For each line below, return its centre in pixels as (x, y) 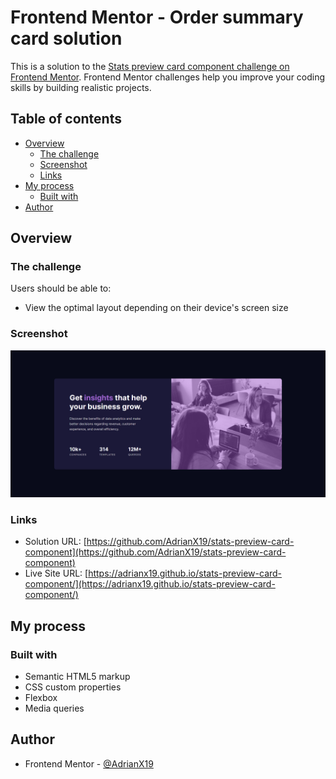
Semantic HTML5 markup (77, 676)
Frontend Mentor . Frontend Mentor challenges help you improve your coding (168, 77)
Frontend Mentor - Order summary (157, 17)
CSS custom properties (73, 687)
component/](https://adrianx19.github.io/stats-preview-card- (150, 584)
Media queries (54, 708)
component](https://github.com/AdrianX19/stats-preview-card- (155, 552)
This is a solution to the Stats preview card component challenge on (150, 66)
